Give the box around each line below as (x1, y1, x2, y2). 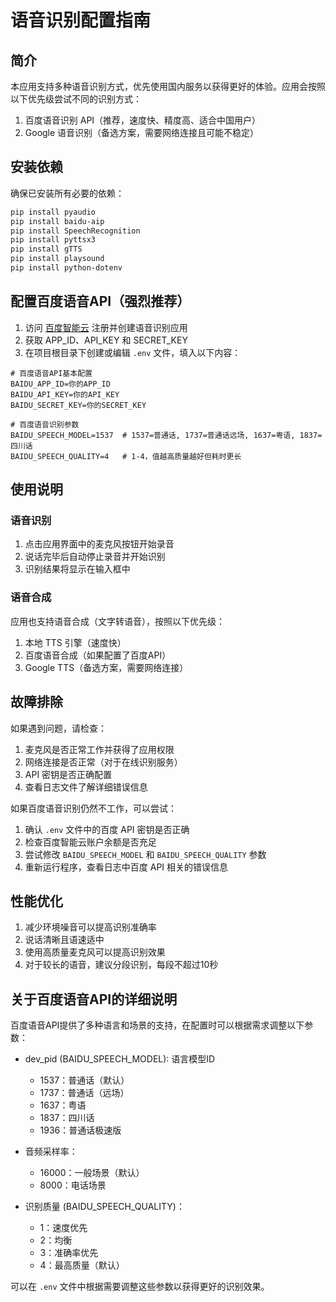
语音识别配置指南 (10, 9, 152, 32)
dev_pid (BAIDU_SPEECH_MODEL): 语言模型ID (24, 1053, 216, 1065)
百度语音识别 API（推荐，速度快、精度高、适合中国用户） (24, 114, 262, 126)
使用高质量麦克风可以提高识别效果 (24, 946, 166, 958)
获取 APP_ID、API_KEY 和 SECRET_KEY (24, 334, 188, 346)
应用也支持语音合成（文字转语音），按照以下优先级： (10, 615, 225, 627)
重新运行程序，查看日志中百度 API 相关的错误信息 (24, 861, 229, 873)
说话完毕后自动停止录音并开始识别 (24, 551, 166, 563)
